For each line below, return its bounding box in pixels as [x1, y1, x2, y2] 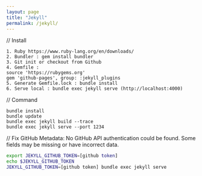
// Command [6, 96, 38, 104]
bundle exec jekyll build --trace [6, 119, 94, 125]
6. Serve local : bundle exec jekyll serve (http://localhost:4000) [6, 86, 183, 92]
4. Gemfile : [6, 64, 39, 70]
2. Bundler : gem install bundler [6, 54, 94, 60]
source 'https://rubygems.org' [6, 70, 86, 76]
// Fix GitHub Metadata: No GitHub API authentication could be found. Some [6, 135, 196, 142]
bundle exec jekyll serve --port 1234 [6, 124, 104, 130]
